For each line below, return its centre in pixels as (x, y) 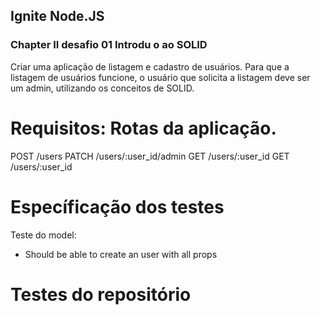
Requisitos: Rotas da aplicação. (143, 128)
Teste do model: (43, 235)
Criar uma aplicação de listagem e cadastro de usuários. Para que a (150, 66)
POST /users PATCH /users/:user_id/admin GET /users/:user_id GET (150, 156)
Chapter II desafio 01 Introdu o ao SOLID (109, 45)
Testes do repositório (101, 294)
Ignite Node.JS (57, 16)
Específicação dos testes (117, 206)
